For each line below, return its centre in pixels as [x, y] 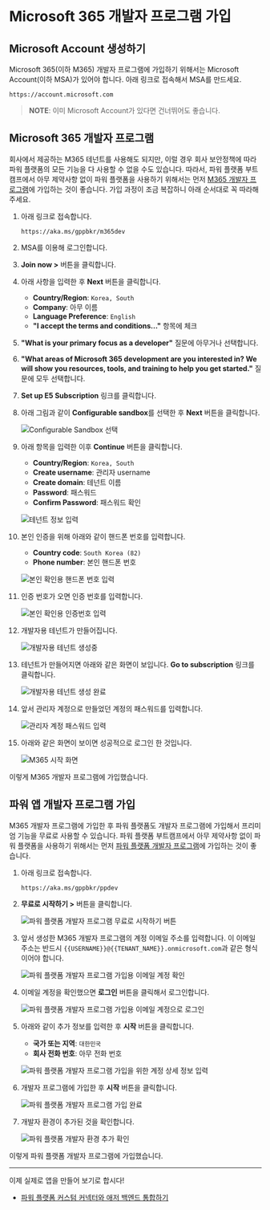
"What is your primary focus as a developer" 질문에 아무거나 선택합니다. [139, 343]
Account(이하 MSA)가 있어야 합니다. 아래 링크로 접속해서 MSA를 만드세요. [125, 79]
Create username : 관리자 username [91, 472]
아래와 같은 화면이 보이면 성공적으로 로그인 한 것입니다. [106, 743]
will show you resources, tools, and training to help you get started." [137, 368]
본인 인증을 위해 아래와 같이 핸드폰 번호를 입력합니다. [103, 536]
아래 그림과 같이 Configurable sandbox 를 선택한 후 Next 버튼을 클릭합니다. [140, 412]
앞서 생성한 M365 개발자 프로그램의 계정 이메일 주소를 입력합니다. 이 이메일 [138, 938]
